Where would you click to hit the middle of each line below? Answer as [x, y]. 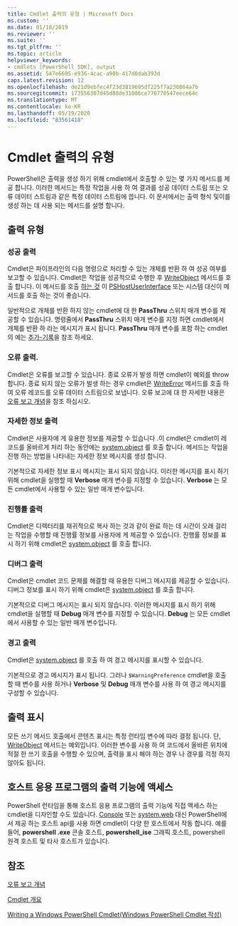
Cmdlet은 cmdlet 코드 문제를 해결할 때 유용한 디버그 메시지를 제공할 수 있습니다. [119, 581]
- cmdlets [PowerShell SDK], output [61, 67]
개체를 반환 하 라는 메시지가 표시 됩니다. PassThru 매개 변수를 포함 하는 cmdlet [118, 328]
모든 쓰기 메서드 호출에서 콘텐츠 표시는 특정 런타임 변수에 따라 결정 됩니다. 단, [114, 736]
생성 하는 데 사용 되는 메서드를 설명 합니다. [66, 205]
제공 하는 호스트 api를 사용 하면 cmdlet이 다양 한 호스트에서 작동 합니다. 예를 [121, 823]
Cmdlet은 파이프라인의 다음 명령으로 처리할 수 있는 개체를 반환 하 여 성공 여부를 [117, 269]
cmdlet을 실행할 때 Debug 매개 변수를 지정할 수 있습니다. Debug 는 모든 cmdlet [119, 614]
